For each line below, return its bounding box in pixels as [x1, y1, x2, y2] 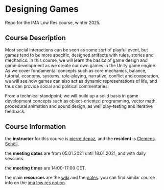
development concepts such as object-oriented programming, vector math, [5, 98, 157, 104]
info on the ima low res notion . [5, 180, 66, 186]
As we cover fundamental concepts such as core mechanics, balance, [5, 68, 147, 73]
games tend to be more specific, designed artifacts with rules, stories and [5, 52, 154, 58]
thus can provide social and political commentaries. [5, 83, 109, 89]
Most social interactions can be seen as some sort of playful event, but [5, 47, 148, 52]
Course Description [5, 34, 66, 42]
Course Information [5, 122, 66, 131]
